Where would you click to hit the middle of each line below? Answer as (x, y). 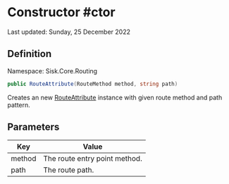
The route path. (69, 170)
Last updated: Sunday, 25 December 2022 (69, 32)
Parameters (33, 127)
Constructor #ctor (61, 12)
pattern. (19, 105)
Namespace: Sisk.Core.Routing (52, 70)
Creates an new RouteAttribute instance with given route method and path (115, 97)
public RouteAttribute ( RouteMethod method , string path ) (93, 84)
